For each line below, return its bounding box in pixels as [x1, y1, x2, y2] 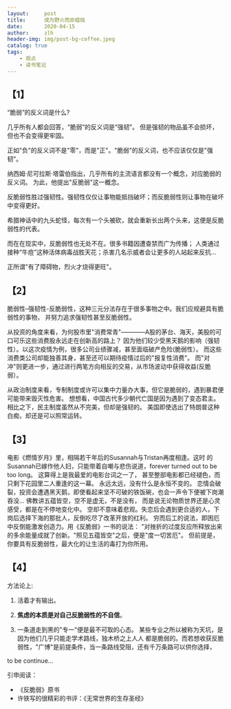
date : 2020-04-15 [7, 23, 76, 30]
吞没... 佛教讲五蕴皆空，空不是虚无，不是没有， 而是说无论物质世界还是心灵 [7, 496, 221, 505]
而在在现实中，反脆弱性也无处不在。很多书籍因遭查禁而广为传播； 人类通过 [7, 240, 220, 248]
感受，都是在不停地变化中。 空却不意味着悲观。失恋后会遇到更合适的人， [7, 505, 214, 514]
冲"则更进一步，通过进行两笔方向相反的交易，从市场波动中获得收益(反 [7, 362, 205, 371]
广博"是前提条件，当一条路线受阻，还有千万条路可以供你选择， [38, 643, 216, 651]
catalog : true [7, 42, 48, 49]
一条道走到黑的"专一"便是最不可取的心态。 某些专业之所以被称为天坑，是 [16, 625, 223, 634]
